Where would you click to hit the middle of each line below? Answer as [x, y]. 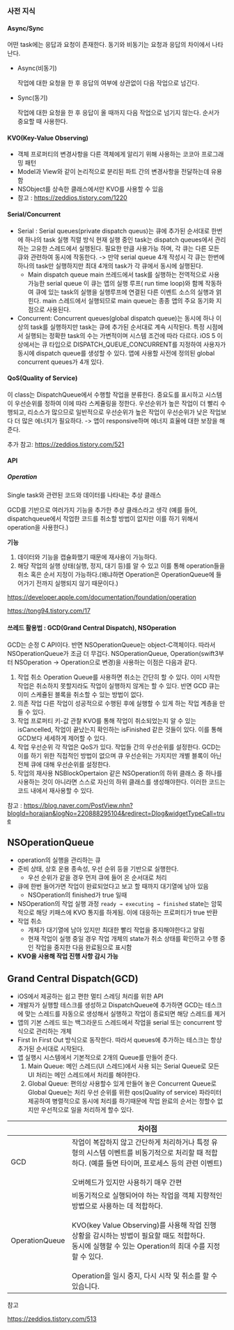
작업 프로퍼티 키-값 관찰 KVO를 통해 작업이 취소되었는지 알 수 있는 [107, 720]
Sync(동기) [32, 98]
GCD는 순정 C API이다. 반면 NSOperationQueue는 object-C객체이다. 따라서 [111, 645]
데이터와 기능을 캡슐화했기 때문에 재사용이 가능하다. [87, 557]
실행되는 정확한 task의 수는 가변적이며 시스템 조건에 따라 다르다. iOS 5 [120, 335]
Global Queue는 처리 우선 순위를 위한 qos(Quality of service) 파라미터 [124, 1092]
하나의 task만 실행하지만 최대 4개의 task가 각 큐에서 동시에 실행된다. [110, 265]
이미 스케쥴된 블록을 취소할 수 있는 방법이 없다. [80, 694]
